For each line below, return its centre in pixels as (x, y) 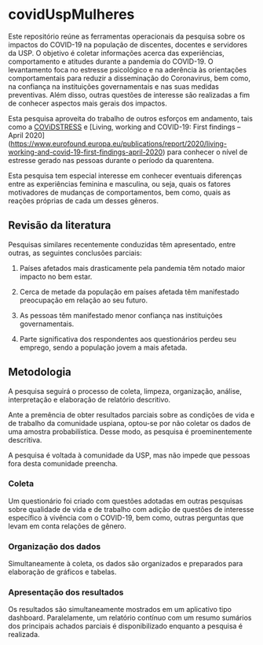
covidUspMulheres (71, 15)
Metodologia (40, 372)
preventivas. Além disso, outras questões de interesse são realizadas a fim (129, 95)
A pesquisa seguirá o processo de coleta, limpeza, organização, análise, (125, 391)
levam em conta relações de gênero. (68, 526)
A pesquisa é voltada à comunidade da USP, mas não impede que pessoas (129, 455)
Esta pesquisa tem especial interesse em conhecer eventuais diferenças (125, 176)
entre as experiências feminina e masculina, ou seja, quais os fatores (120, 183)
